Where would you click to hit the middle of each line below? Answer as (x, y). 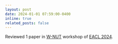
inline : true (18, 18)
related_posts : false (27, 23)
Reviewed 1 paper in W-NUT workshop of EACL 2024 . (59, 37)
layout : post (18, 9)
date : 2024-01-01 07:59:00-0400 (38, 14)
